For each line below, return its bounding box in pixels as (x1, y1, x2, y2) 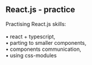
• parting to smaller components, (5, 39, 87, 46)
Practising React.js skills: (5, 20, 66, 27)
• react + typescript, (5, 32, 56, 40)
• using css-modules (5, 51, 57, 58)
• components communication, (5, 45, 81, 53)
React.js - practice (5, 5, 75, 15)
